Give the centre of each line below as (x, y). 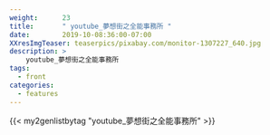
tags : (19, 69)
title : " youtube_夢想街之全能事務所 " (91, 26)
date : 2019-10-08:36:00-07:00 (81, 34)
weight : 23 (40, 18)
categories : (32, 85)
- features (38, 93)
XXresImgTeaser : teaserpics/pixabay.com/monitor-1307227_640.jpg (135, 43)
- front (32, 77)
